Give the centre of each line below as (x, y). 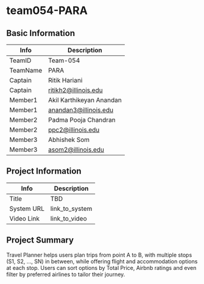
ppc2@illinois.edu (74, 130)
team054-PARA (47, 11)
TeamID (20, 60)
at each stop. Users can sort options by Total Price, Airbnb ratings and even (101, 268)
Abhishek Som (69, 140)
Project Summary (40, 240)
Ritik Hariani (65, 80)
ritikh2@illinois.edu (75, 90)
